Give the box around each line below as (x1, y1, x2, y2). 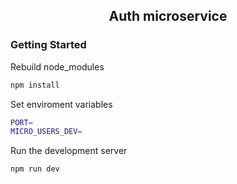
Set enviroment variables (10, 98, 113, 110)
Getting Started (10, 38, 87, 52)
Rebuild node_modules (10, 60, 105, 73)
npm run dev (10, 164, 60, 174)
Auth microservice (108, 8, 228, 25)
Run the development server (10, 145, 128, 157)
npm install (10, 80, 60, 90)
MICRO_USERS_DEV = (10, 127, 83, 137)
